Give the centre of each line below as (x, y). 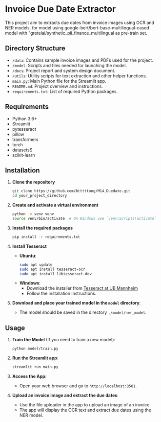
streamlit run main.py (35, 367)
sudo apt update (36, 265)
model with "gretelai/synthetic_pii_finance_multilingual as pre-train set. (76, 33)
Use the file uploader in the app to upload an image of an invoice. (85, 404)
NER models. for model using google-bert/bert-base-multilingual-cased (77, 27)
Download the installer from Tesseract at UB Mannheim (82, 288)
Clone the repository (33, 182)
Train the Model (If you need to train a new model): (64, 340)
